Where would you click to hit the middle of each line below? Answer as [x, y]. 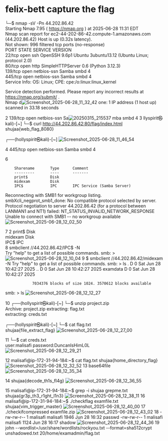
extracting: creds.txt [26, 314]
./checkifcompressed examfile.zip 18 [82, 412]
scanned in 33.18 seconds [32, 107]
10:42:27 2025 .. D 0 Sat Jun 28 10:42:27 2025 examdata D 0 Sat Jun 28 [80, 269]
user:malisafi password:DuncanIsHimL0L [48, 345]
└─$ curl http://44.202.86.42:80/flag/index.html [73, 124]
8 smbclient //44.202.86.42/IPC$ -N [43, 248]
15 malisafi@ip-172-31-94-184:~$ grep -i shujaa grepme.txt [66, 390]
